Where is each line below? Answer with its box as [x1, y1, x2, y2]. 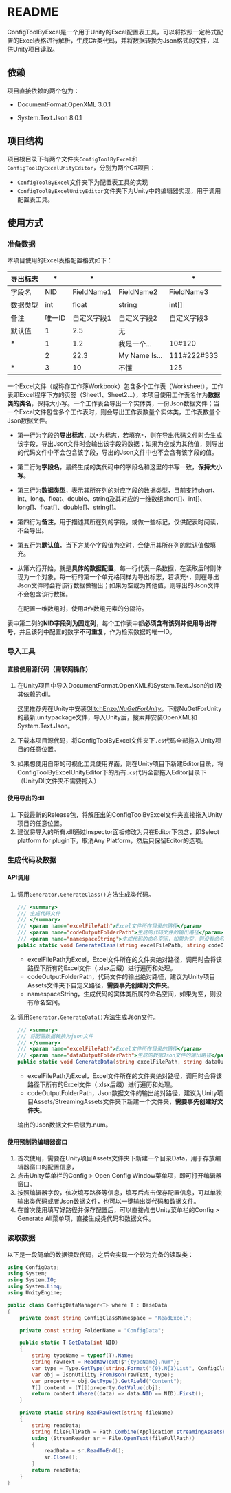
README [7, 4, 59, 20]
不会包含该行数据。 [16, 590, 72, 598]
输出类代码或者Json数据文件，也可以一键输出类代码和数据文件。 [16, 1197, 200, 1206]
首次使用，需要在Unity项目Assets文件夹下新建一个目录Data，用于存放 [16, 1154, 215, 1163]
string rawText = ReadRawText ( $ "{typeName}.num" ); [32, 1358, 180, 1366]
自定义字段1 [71, 313, 112, 323]
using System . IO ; [7, 1277, 57, 1283]
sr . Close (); [43, 1454, 78, 1461]
